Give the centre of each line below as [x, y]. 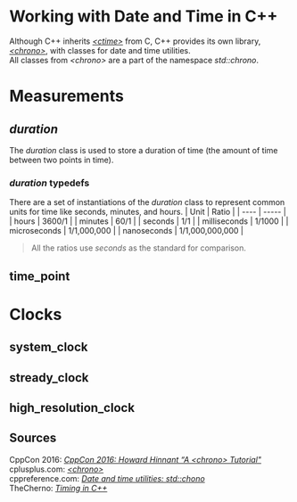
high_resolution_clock [72, 407]
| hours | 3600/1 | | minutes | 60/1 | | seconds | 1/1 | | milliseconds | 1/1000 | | [149, 221]
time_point [40, 276]
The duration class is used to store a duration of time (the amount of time [144, 150]
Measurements [67, 96]
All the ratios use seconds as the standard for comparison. [139, 248]
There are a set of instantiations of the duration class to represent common [147, 202]
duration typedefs [49, 183]
